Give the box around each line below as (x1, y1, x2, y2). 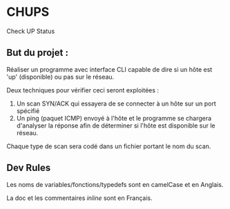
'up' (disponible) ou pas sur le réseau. (6, 72, 115, 81)
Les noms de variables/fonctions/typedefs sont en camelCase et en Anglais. (6, 180, 224, 188)
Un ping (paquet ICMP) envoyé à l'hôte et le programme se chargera (16, 114, 212, 122)
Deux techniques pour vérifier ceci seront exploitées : (6, 86, 160, 94)
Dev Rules (6, 162, 51, 174)
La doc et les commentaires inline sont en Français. (6, 194, 153, 202)
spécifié (16, 106, 40, 115)
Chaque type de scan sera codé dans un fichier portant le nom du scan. (6, 142, 211, 150)
